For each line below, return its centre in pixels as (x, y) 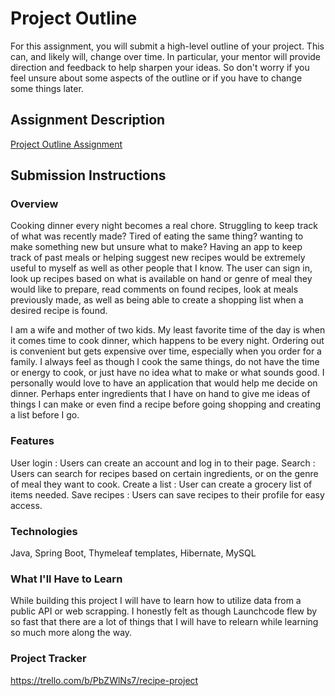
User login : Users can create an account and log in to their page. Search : (163, 463)
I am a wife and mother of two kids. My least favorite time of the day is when (168, 330)
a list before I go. (45, 415)
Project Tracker (48, 659)
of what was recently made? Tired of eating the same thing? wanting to (157, 236)
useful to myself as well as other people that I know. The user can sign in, (161, 268)
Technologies (44, 531)
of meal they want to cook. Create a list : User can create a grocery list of (161, 484)
